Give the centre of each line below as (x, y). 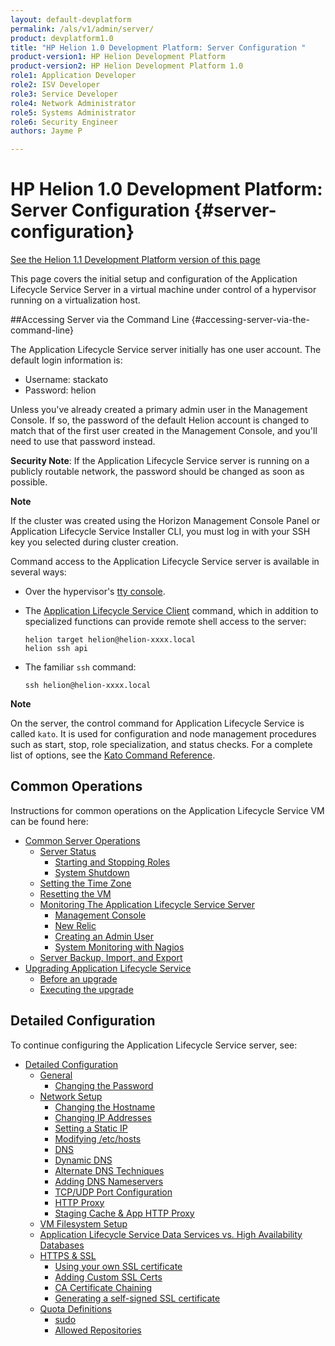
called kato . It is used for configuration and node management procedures (163, 734)
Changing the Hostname (105, 1107)
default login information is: (66, 360)
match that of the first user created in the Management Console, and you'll (164, 431)
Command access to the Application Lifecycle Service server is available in (165, 562)
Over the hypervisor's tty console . (95, 592)
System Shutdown (92, 872)
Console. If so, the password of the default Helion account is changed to (160, 420)
